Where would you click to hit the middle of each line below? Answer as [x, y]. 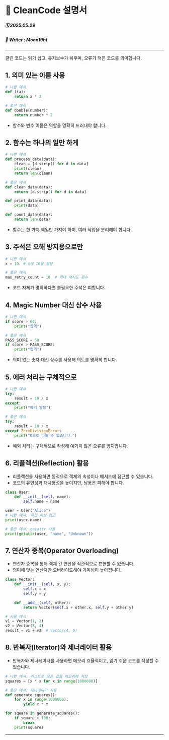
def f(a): [16, 92]
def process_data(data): [31, 159]
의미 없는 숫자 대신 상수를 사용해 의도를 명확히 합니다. [65, 360]
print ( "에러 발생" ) [33, 408]
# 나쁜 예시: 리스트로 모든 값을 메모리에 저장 [47, 676]
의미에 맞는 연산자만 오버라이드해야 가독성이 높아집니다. [67, 570]
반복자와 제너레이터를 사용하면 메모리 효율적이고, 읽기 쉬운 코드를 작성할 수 [86, 660]
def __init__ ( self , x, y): [43, 584]
